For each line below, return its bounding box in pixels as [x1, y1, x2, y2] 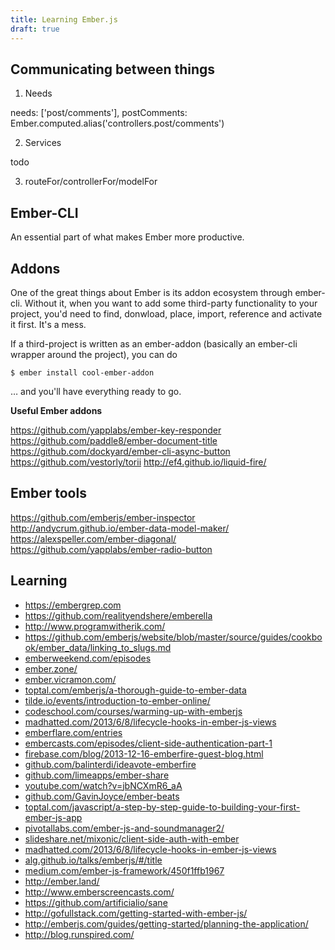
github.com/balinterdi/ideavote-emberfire [24, 758, 197, 770]
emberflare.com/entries [24, 726, 123, 738]
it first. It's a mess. [10, 318, 87, 330]
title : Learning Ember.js [10, 14, 118, 25]
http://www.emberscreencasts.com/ [24, 886, 175, 898]
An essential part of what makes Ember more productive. [10, 231, 245, 243]
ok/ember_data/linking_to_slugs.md [24, 641, 172, 653]
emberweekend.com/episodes [24, 652, 152, 664]
